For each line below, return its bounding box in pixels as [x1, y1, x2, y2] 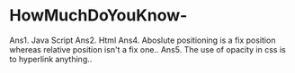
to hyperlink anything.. [9, 53, 93, 64]
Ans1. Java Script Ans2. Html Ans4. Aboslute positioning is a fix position [9, 35, 276, 45]
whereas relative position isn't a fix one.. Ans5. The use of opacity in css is [9, 44, 286, 54]
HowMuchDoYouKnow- [9, 5, 188, 26]
